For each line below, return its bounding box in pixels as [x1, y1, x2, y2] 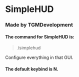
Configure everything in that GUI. [5, 54, 73, 60]
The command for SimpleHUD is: [5, 33, 75, 39]
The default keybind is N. [5, 66, 58, 72]
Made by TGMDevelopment [5, 21, 73, 28]
